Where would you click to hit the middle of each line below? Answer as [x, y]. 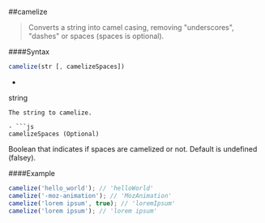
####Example [32, 173]
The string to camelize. [50, 113]
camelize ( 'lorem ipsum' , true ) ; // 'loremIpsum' [92, 203]
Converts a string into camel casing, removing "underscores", [131, 27]
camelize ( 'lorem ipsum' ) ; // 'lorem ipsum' [83, 211]
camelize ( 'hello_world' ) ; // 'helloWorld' [81, 188]
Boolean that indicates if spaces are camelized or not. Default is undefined [133, 148]
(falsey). [22, 157]
